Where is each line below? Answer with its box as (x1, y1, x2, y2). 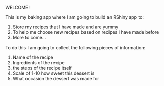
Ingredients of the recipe (12, 60, 65, 65)
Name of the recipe (12, 54, 53, 60)
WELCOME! (5, 5, 30, 10)
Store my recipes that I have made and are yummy (12, 24, 119, 30)
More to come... (12, 35, 46, 40)
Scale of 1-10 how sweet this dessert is (12, 70, 95, 76)
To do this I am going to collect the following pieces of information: (5, 45, 146, 50)
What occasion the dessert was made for (12, 76, 99, 81)
